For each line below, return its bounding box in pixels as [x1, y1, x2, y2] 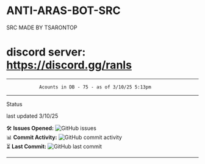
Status [6, 100, 23, 107]
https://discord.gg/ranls [6, 59, 132, 72]
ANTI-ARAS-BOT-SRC [6, 4, 121, 18]
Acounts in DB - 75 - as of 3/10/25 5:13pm [38, 84, 151, 90]
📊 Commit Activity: [6, 134, 57, 141]
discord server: [6, 45, 86, 59]
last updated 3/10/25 [6, 112, 59, 119]
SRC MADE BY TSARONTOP [6, 24, 77, 31]
